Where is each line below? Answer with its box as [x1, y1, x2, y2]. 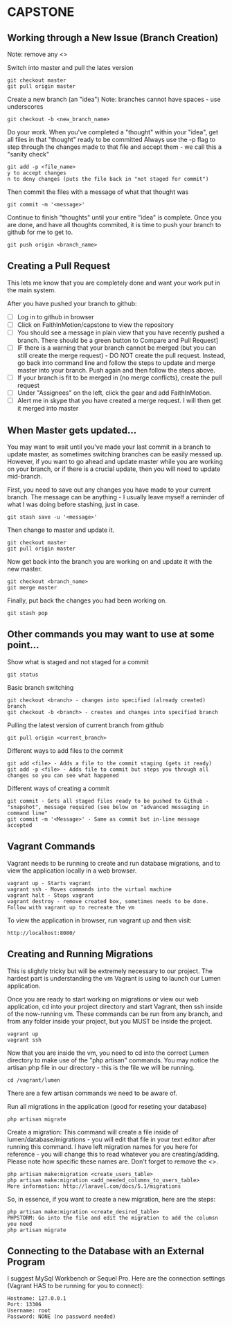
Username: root [7, 1307, 51, 1315]
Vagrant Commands [7, 841, 96, 853]
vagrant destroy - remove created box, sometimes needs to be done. [7, 898, 209, 905]
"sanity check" [7, 150, 50, 158]
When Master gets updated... [7, 424, 137, 436]
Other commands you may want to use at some [7, 628, 215, 641]
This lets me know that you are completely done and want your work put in [7, 278, 220, 287]
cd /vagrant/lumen [7, 1076, 60, 1084]
